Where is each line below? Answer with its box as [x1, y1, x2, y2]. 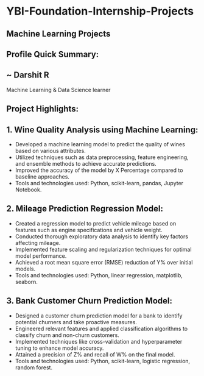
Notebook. [15, 186, 42, 193]
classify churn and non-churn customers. [15, 331, 120, 339]
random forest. [15, 364, 53, 371]
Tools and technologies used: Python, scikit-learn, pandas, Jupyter [15, 179, 184, 186]
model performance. [15, 252, 67, 260]
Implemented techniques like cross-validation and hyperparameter [15, 338, 183, 345]
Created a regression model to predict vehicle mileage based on [15, 219, 177, 227]
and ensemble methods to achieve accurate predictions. [15, 160, 157, 167]
